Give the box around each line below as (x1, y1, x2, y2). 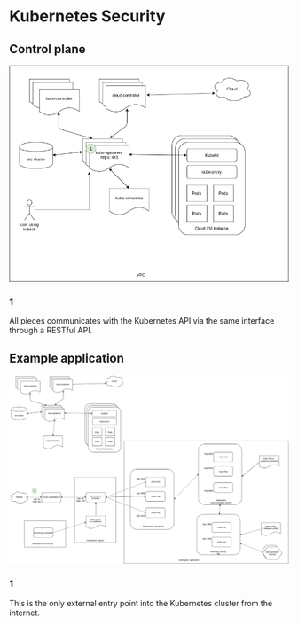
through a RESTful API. (9, 325, 93, 336)
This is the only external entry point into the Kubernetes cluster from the (9, 598, 273, 608)
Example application (9, 350, 124, 365)
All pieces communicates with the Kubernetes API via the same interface (9, 316, 275, 326)
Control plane (9, 42, 86, 57)
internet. (9, 607, 40, 618)
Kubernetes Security (9, 6, 166, 27)
